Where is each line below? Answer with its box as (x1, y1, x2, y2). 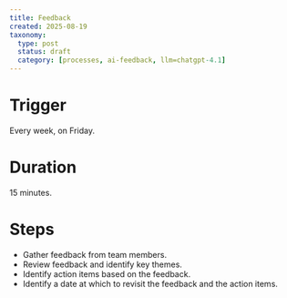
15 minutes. (9, 187, 53, 198)
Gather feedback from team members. (22, 249, 167, 260)
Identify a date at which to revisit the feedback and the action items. (22, 278, 278, 289)
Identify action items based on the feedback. (22, 268, 191, 279)
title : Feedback (9, 13, 71, 23)
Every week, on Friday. (9, 125, 96, 136)
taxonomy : (9, 30, 47, 39)
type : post (17, 38, 59, 48)
